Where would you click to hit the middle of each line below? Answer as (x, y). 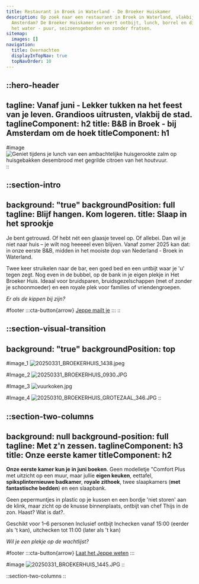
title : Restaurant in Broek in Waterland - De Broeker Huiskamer (88, 12)
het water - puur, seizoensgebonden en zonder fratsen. (82, 28)
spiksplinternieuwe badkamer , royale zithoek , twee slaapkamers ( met (93, 482)
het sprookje (30, 224)
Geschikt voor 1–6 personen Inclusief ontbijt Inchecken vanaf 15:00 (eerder (98, 524)
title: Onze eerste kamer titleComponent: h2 (89, 455)
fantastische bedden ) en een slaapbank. (56, 488)
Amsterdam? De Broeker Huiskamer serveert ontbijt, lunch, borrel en (99, 23)
